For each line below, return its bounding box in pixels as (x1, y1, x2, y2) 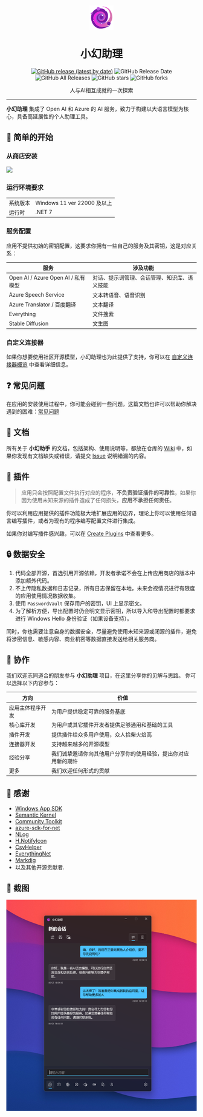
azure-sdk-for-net (14, 824, 60, 831)
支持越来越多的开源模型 (51, 740, 110, 747)
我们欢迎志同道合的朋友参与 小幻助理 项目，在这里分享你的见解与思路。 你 (6, 672, 191, 679)
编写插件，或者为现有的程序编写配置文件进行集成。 (11, 517, 139, 524)
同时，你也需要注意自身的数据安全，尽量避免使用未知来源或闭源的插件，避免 (6, 627, 197, 635)
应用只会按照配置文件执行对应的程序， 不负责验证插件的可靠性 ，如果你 (21, 488, 196, 496)
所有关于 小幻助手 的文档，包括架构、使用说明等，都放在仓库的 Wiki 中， (6, 444, 187, 451)
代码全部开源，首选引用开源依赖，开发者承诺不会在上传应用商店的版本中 (14, 569, 195, 576)
